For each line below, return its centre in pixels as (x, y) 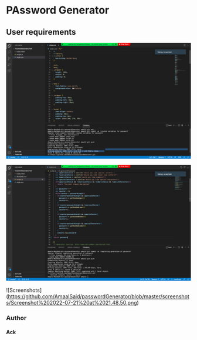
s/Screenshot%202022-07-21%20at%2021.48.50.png (72, 303)
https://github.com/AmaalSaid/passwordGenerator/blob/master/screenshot (98, 296)
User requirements (41, 32)
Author (16, 318)
